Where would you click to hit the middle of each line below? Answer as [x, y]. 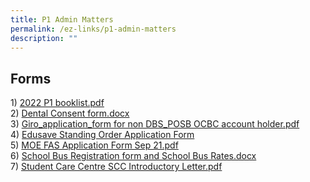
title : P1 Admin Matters [62, 19]
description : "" [44, 38]
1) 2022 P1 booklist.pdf [57, 103]
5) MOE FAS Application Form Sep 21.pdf [94, 145]
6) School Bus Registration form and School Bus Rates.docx [133, 156]
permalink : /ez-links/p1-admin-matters [93, 29]
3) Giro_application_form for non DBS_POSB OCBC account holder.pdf [155, 124]
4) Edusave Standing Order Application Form [102, 135]
